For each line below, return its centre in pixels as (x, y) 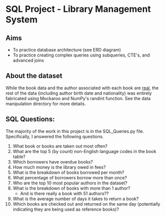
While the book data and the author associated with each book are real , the (82, 88)
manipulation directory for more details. (46, 104)
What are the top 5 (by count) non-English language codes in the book (84, 151)
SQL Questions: (30, 119)
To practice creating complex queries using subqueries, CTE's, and (81, 55)
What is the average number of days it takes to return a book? (76, 199)
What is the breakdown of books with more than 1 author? (71, 188)
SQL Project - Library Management (78, 9)
